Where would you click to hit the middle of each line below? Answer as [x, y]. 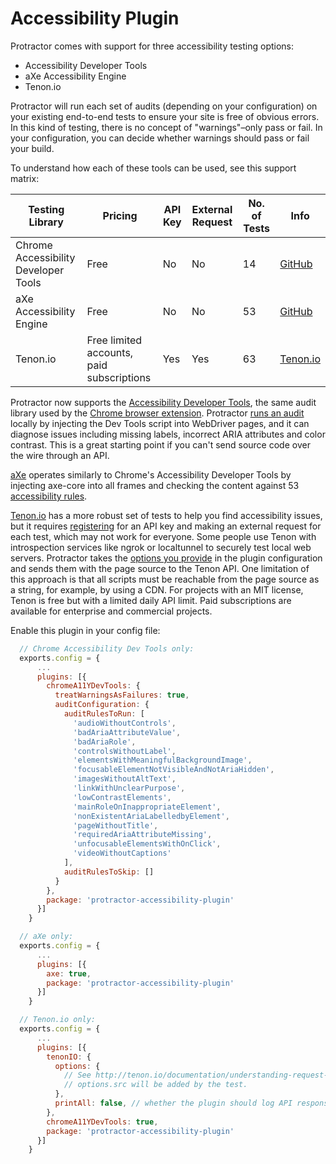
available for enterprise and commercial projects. [111, 611]
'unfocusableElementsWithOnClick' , [147, 844]
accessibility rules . [49, 496]
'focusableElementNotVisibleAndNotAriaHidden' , [174, 770]
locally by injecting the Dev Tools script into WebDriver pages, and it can [160, 423]
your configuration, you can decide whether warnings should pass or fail [160, 138]
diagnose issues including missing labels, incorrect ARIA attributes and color [168, 434]
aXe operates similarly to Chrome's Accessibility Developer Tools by [151, 474]
